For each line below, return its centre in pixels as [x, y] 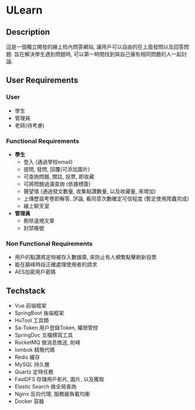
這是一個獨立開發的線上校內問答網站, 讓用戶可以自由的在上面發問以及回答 [95, 47]
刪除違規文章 [39, 221]
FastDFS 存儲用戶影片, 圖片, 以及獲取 [59, 379]
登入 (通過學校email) [48, 162]
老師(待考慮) [30, 125]
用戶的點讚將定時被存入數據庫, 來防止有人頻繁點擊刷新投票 [85, 257]
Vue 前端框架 [31, 306]
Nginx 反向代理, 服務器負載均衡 [52, 394]
